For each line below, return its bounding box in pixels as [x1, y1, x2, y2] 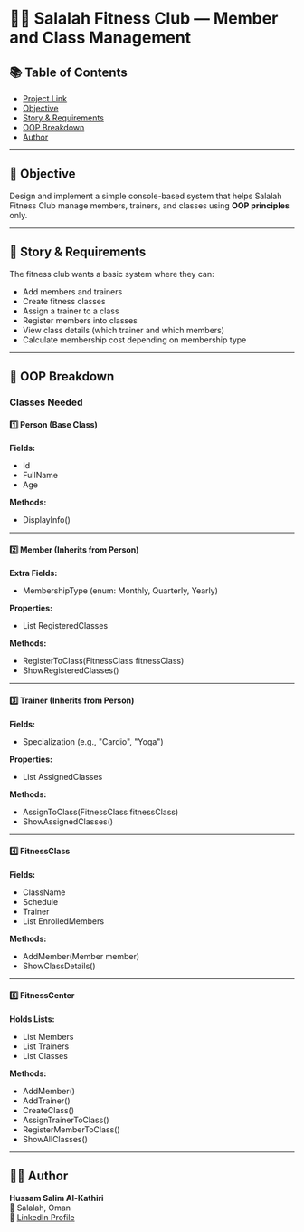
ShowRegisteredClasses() [22, 665, 119, 676]
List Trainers [22, 1041, 70, 1052]
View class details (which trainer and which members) [22, 324, 224, 335]
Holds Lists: [9, 1014, 55, 1025]
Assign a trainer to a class [22, 305, 119, 316]
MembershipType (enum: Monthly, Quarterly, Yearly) [22, 585, 219, 596]
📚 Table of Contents [9, 64, 128, 80]
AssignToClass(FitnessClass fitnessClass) [22, 806, 179, 817]
